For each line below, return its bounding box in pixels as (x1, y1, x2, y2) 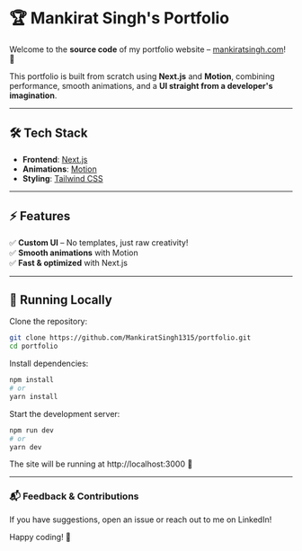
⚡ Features (9, 209, 71, 224)
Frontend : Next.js (22, 154, 88, 164)
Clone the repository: (9, 316, 88, 327)
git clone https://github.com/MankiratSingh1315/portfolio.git (9, 333, 252, 342)
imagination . (9, 90, 58, 101)
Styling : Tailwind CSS (22, 173, 103, 183)
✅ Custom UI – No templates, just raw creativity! (9, 236, 189, 248)
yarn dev (9, 442, 42, 451)
